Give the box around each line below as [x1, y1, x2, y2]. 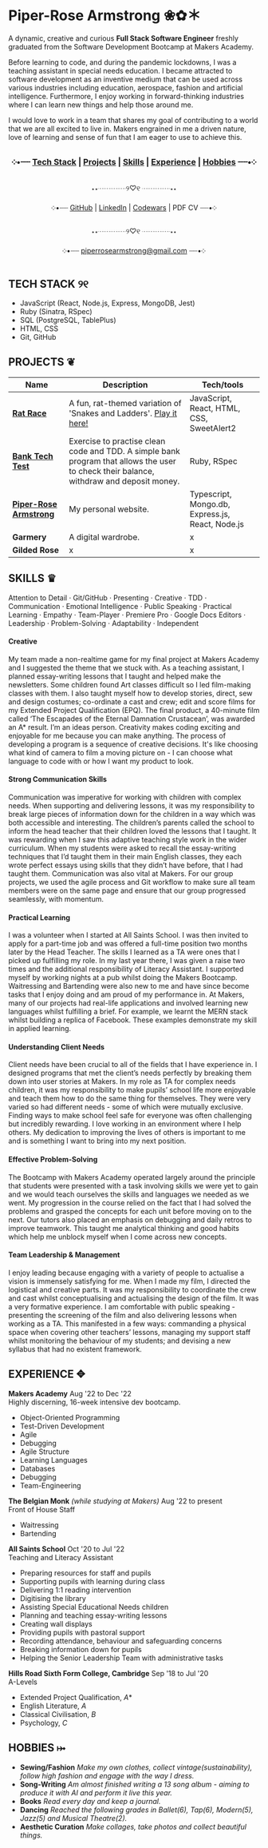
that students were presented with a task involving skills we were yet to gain [8, 1181, 258, 1190]
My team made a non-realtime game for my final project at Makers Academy [8, 654, 259, 663]
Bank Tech [12, 450, 53, 461]
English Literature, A [19, 1701, 87, 1711]
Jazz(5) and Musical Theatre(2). [19, 1813, 128, 1822]
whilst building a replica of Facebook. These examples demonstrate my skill [8, 1015, 258, 1025]
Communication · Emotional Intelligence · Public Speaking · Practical [8, 601, 232, 611]
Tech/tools [202, 379, 244, 390]
